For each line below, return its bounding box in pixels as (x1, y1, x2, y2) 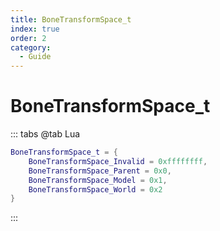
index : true (10, 24, 60, 34)
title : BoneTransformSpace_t (10, 14, 132, 25)
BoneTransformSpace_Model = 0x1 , (28, 175, 168, 185)
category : (10, 42, 52, 53)
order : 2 (10, 33, 47, 43)
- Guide (19, 52, 52, 62)
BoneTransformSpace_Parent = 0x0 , (28, 166, 172, 176)
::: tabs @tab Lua (10, 128, 81, 140)
